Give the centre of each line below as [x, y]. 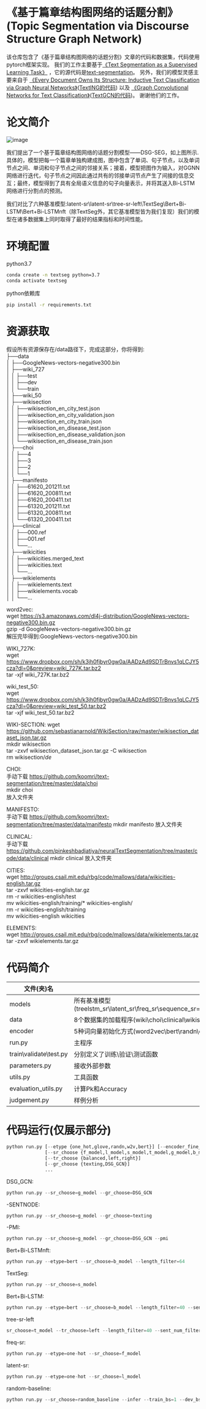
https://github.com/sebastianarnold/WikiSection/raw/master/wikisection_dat [103, 731]
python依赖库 [23, 293]
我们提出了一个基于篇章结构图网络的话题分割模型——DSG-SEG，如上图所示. [103, 152]
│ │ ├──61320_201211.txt [38, 507]
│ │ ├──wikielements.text [39, 584]
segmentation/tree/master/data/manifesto [59, 825]
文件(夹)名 [39, 989]
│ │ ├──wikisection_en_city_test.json [53, 408]
